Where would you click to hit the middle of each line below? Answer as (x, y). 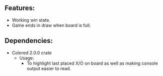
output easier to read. (49, 68)
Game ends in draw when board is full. (51, 25)
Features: (20, 8)
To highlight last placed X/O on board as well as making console (92, 63)
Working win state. (31, 20)
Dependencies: (29, 41)
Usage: (27, 58)
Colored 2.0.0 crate (32, 53)
